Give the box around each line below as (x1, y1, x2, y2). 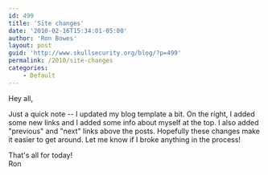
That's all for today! (8, 150, 73, 160)
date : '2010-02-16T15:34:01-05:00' (8, 26, 128, 35)
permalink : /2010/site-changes (8, 57, 113, 65)
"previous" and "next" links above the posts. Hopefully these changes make (8, 126, 260, 136)
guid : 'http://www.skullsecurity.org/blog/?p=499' (8, 49, 182, 57)
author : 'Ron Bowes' (8, 34, 78, 43)
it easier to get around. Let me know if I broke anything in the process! (8, 134, 241, 144)
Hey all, (8, 93, 34, 103)
